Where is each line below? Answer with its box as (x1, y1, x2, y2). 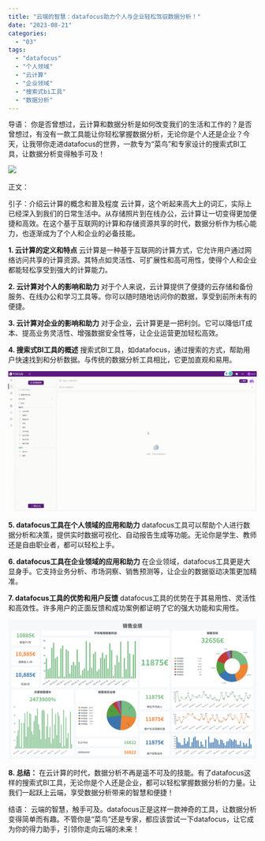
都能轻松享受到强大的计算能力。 (8, 265, 112, 275)
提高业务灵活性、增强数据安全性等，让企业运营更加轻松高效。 (21, 329, 222, 338)
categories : (8, 29, 47, 37)
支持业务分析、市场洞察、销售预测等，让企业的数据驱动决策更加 (42, 566, 250, 576)
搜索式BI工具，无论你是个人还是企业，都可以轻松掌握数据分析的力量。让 (21, 778, 256, 787)
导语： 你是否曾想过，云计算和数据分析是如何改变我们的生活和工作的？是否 (8, 119, 252, 130)
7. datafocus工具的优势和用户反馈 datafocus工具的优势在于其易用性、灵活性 (8, 593, 256, 603)
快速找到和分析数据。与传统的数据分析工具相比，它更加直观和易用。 (14, 355, 237, 365)
